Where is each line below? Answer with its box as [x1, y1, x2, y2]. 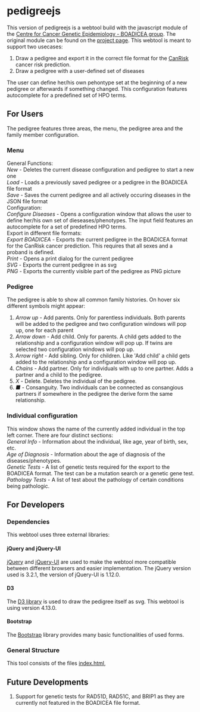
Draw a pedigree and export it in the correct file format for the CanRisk [15, 54, 189, 62]
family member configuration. [7, 131, 80, 138]
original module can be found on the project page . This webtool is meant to [7, 36, 191, 44]
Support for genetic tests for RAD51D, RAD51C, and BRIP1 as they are [15, 693, 185, 700]
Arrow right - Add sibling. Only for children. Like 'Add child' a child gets [15, 352, 190, 359]
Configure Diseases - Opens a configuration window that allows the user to [7, 210, 192, 218]
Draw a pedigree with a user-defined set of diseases [15, 67, 145, 74]
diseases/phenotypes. [7, 457, 62, 464]
